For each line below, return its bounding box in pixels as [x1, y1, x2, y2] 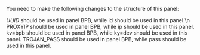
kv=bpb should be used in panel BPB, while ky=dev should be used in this [6, 29, 188, 36]
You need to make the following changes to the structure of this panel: [6, 5, 179, 12]
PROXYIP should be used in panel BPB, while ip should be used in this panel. [6, 23, 195, 30]
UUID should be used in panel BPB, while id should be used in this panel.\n [6, 17, 190, 23]
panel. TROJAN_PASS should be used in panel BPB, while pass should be [6, 36, 187, 42]
